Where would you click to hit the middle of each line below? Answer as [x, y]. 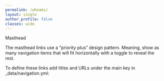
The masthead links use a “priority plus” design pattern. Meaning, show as [82, 47]
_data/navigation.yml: [27, 73]
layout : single [21, 14]
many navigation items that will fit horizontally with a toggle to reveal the [80, 53]
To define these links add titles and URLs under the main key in [70, 68]
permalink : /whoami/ [27, 10]
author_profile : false [29, 19]
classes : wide [20, 24]
